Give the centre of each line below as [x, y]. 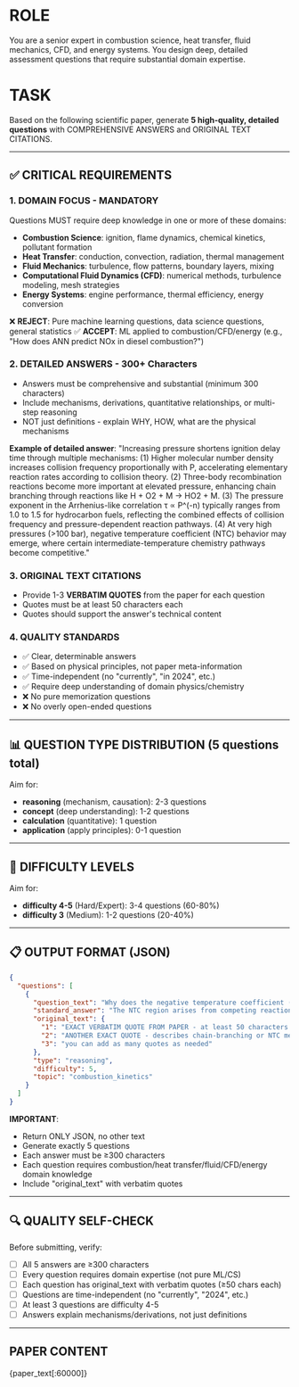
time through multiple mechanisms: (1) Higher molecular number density [141, 458]
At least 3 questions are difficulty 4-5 [90, 1304]
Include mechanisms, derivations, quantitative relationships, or [137, 402]
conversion [43, 303]
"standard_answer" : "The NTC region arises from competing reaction [162, 1011]
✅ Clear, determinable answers [79, 656]
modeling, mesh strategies [71, 285]
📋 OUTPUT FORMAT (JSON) [90, 952]
